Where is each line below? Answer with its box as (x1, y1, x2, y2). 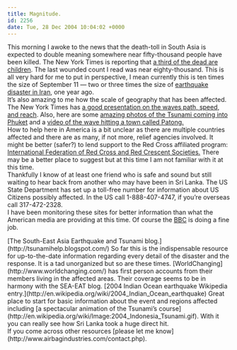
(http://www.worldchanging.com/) (7, 267, 107, 276)
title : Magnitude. (7, 10, 62, 18)
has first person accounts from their (108, 267, 213, 276)
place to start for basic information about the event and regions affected (7, 297, 218, 305)
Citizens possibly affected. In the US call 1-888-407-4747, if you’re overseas (7, 193, 230, 202)
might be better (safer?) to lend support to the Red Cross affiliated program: (7, 141, 229, 149)
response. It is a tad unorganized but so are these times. (7, 259, 172, 268)
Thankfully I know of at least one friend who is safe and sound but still (7, 170, 212, 179)
